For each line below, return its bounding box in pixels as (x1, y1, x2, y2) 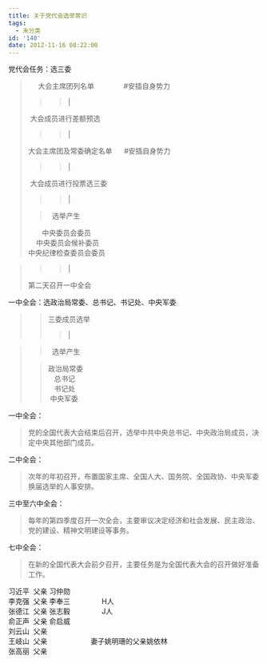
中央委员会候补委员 (35, 238, 100, 248)
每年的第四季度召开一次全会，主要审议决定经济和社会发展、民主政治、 (27, 516, 260, 526)
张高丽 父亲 (8, 646, 48, 656)
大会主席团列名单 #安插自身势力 (38, 81, 170, 91)
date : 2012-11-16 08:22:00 (8, 42, 98, 50)
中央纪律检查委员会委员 (27, 248, 106, 258)
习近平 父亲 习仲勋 (8, 586, 70, 596)
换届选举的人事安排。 (27, 482, 98, 491)
